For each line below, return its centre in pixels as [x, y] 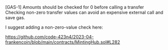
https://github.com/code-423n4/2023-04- [50, 37]
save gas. [15, 18]
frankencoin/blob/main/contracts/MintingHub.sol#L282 [63, 42]
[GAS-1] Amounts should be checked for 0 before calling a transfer [75, 7]
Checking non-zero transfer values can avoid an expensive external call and [84, 12]
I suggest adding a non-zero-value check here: [54, 27]
